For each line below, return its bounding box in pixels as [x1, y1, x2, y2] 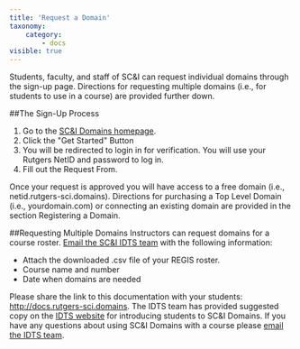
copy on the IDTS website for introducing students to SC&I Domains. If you [9, 310, 286, 321]
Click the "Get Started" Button [22, 135, 134, 146]
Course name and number [22, 264, 120, 275]
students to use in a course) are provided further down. [9, 91, 215, 102]
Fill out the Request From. [22, 164, 118, 175]
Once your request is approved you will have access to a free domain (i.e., [9, 181, 286, 192]
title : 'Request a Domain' [9, 13, 111, 23]
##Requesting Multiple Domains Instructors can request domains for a [9, 227, 270, 239]
